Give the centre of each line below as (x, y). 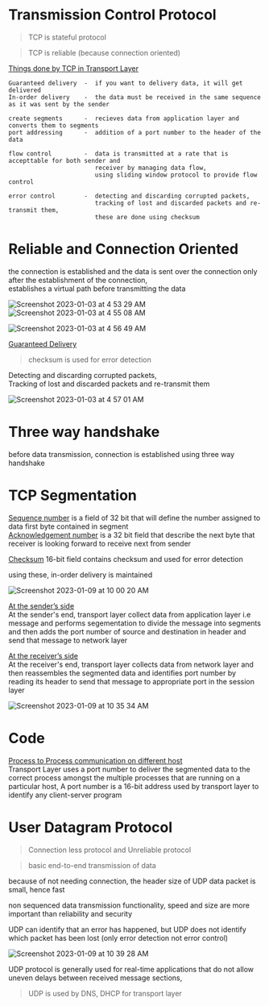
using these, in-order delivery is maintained (81, 575)
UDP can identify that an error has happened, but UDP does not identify (128, 929)
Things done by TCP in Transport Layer (74, 68)
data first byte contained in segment (68, 526)
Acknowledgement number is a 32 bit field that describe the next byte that (132, 534)
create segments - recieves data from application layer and (124, 118)
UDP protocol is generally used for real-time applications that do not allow (131, 969)
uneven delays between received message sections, (95, 978)
